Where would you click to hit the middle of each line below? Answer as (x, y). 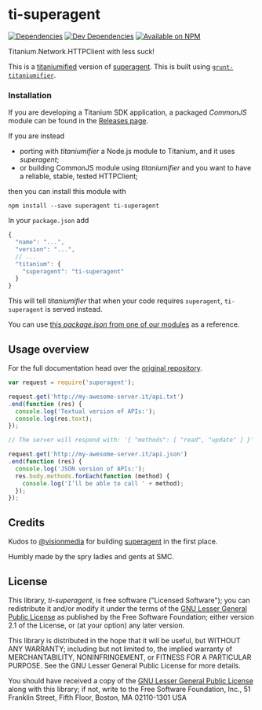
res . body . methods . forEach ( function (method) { (93, 476)
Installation (30, 95)
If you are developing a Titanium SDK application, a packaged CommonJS (127, 112)
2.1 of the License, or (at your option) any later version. (96, 625)
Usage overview (49, 349)
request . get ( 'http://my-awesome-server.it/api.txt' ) (96, 397)
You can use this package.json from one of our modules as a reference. (124, 324)
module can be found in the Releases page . (78, 121)
